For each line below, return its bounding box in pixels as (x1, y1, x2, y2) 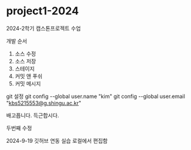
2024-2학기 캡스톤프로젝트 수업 (6, 25, 81, 32)
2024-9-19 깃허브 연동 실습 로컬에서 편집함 (6, 137, 108, 144)
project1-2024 (6, 4, 79, 18)
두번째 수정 (6, 124, 32, 131)
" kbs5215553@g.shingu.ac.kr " (6, 99, 82, 106)
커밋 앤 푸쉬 (14, 72, 43, 79)
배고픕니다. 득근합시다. (6, 112, 59, 119)
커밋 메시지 (14, 79, 41, 87)
